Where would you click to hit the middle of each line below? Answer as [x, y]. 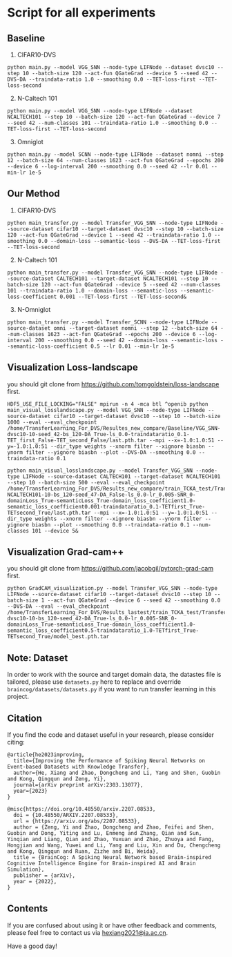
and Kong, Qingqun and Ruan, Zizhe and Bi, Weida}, [83, 851]
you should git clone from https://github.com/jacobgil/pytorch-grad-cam [110, 569]
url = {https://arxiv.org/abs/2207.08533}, [77, 821]
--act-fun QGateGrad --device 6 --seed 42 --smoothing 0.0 [134, 601]
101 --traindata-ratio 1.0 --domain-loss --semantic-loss [92, 290]
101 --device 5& [55, 531]
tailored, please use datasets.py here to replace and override [94, 682]
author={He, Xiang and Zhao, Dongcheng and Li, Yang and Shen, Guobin [117, 773]
